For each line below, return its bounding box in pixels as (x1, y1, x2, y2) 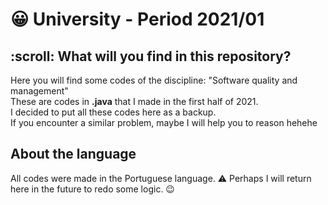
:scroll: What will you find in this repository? (10, 48, 292, 65)
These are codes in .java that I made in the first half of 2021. (10, 96, 259, 107)
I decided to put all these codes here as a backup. (10, 106, 217, 118)
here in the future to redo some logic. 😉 (10, 183, 175, 195)
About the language (10, 146, 137, 163)
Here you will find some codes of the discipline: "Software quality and (10, 74, 298, 86)
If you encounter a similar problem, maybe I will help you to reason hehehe (10, 117, 318, 128)
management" (10, 85, 69, 97)
